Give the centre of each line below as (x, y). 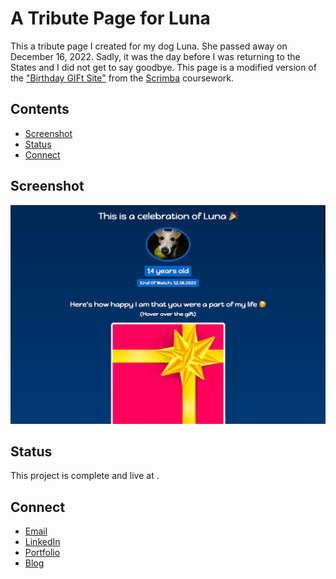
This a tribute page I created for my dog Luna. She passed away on (149, 46)
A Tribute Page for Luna (110, 18)
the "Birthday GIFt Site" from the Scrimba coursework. (122, 78)
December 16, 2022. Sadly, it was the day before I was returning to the (155, 56)
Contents (40, 109)
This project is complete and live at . (85, 476)
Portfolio (42, 553)
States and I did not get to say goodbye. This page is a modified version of (163, 67)
